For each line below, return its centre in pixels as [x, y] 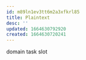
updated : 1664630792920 [36, 29]
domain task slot [27, 52]
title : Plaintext [28, 18]
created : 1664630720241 [36, 35]
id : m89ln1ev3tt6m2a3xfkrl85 [43, 12]
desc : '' [17, 23]
